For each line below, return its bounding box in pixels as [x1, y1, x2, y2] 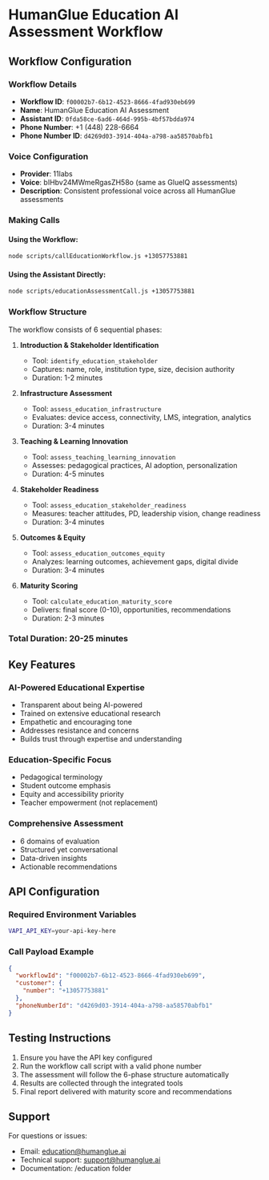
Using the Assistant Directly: [8, 269, 106, 279]
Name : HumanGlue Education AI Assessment [19, 105, 170, 115]
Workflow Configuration [8, 55, 132, 68]
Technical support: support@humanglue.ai [19, 1155, 161, 1165]
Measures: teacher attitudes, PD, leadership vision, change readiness [31, 508, 261, 518]
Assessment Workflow [8, 22, 163, 41]
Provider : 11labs [19, 169, 74, 179]
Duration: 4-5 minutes [31, 469, 105, 479]
